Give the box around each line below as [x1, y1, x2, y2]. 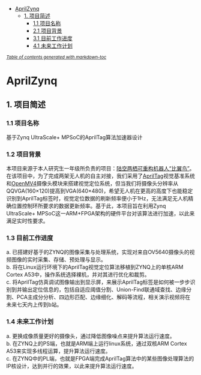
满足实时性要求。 [6, 217, 49, 224]
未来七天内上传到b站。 [6, 301, 62, 308]
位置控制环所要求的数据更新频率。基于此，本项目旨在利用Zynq [11, 202, 166, 209]
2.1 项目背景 [32, 27, 62, 34]
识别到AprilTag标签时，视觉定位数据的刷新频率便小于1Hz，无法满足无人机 [6, 195, 188, 202]
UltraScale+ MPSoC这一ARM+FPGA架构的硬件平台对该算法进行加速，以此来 [6, 210, 195, 217]
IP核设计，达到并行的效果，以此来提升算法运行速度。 [6, 362, 137, 370]
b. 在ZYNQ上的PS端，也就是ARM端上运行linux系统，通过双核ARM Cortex [6, 340, 187, 347]
